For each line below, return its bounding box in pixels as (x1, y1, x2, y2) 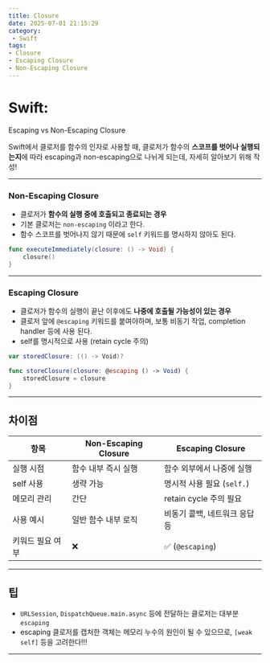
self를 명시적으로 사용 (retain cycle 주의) (19, 336, 149, 346)
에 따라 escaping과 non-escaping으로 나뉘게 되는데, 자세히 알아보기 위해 (21, 152, 252, 162)
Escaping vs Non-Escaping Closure (8, 125, 126, 135)
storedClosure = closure (22, 374, 106, 383)
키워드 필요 (12, 535, 52, 546)
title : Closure (8, 11, 59, 20)
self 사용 (12, 478, 44, 489)
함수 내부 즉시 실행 (72, 463, 138, 474)
